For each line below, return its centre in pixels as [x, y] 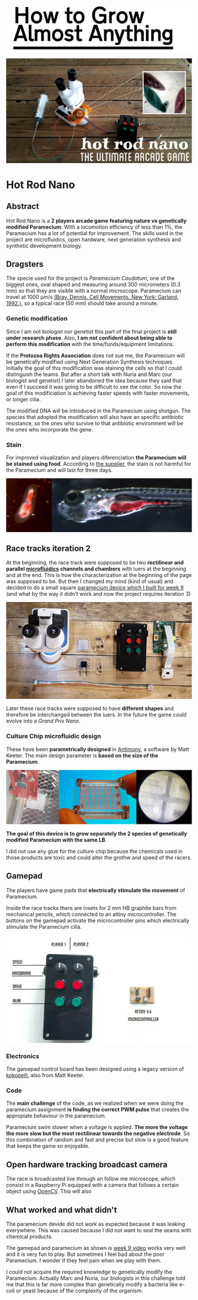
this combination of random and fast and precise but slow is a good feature [97, 1140]
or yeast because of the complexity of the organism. [80, 1291]
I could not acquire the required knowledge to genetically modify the [89, 1272]
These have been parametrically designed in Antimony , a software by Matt [98, 749]
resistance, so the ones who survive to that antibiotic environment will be [95, 423]
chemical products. [29, 1237]
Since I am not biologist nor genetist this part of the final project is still [91, 331]
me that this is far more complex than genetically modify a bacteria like [92, 1285]
